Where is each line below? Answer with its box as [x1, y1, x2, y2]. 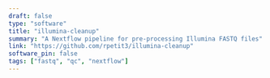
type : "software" [8, 19, 67, 28]
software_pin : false [8, 50, 79, 58]
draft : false [8, 11, 53, 20]
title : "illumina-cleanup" [8, 27, 100, 35]
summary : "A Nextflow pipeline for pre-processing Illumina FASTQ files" [8, 34, 264, 43]
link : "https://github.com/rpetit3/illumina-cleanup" [8, 42, 195, 50]
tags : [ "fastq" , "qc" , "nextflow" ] [8, 58, 129, 66]
